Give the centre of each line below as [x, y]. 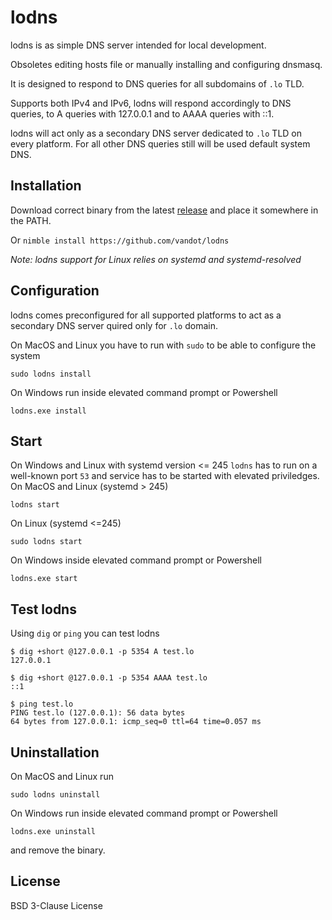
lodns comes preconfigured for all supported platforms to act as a [146, 315]
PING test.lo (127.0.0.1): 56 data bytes [98, 713]
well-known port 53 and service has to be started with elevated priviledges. [165, 476]
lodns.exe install [48, 411]
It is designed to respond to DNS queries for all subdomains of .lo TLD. [157, 83]
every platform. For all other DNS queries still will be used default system [160, 143]
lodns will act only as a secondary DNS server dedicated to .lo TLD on [156, 133]
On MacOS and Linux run [62, 776]
